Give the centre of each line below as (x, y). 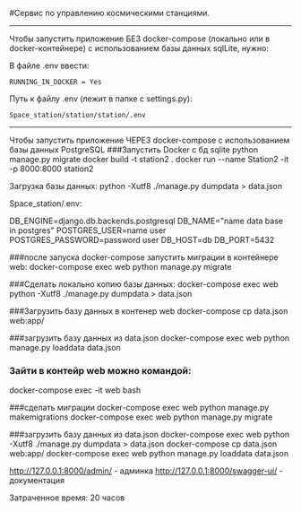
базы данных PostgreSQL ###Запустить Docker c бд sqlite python (134, 150)
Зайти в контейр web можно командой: (100, 370)
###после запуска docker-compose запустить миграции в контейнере (144, 257)
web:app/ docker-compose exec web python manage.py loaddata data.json (149, 454)
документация (37, 481)
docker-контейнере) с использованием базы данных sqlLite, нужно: (139, 48)
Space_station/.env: (46, 204)
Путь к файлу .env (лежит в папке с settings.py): (101, 99)
